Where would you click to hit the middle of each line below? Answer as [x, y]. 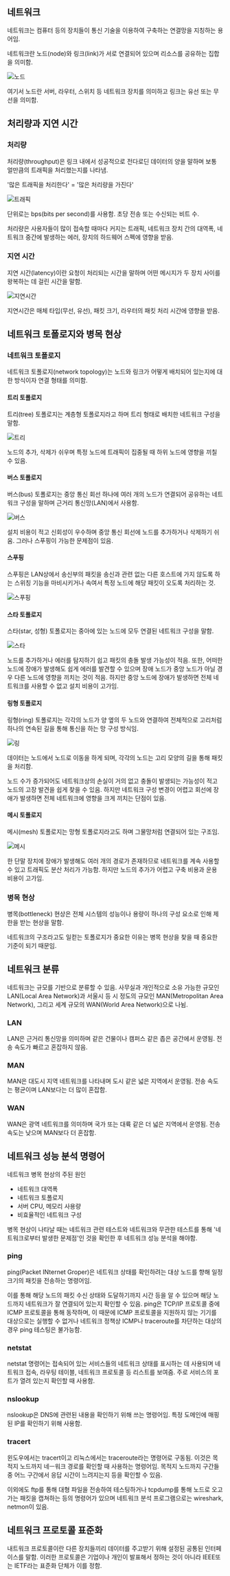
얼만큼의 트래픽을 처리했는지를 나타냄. [58, 170]
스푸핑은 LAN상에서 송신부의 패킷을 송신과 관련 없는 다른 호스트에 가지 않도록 [110, 574]
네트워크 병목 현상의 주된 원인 [47, 1174]
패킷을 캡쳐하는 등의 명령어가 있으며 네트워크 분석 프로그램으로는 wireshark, [122, 1498]
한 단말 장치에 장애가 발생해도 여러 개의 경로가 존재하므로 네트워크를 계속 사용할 [113, 861]
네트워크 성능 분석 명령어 [56, 1157]
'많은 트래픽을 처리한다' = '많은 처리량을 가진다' [70, 184]
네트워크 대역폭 [37, 1189]
